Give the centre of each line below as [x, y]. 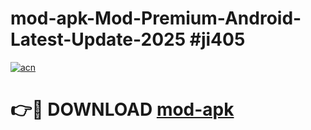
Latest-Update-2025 [98, 39]
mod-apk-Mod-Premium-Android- [156, 18]
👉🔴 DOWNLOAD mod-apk [122, 109]
